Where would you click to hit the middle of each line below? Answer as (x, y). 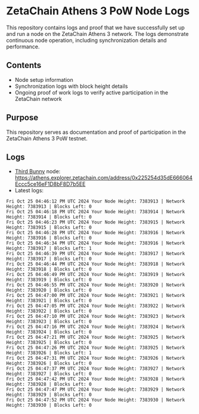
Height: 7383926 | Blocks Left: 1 (49, 353)
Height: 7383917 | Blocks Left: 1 (49, 249)
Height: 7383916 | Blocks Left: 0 (49, 238)
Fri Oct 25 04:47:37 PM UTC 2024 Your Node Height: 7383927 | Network (96, 369)
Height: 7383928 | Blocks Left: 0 (49, 384)
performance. (23, 47)
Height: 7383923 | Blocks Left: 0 (49, 322)
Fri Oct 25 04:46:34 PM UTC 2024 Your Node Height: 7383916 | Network (96, 243)
